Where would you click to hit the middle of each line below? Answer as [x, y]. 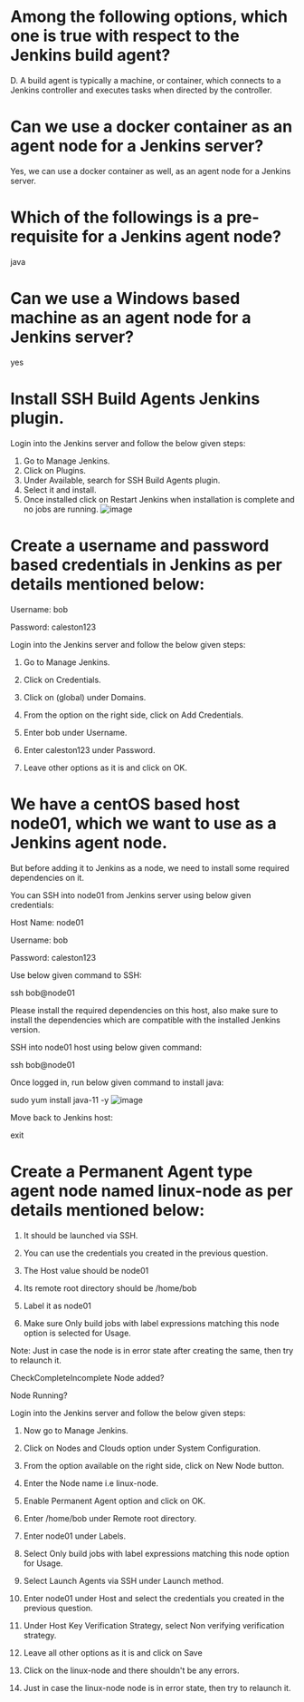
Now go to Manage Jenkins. [76, 1430]
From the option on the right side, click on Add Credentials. [133, 715]
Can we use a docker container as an [152, 127]
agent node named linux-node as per [152, 1191]
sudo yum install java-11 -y [60, 1100]
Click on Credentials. [62, 680]
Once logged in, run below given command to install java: [117, 1082]
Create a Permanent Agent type [132, 1171]
